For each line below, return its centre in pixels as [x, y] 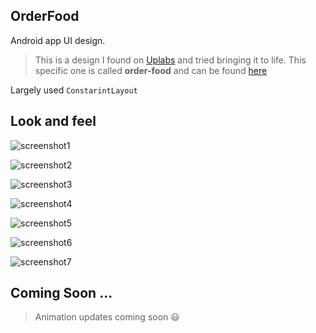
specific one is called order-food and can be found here [151, 70]
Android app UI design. [58, 40]
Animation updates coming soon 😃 [107, 317]
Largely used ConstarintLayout [74, 90]
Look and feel [53, 121]
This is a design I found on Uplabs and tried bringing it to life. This [170, 60]
